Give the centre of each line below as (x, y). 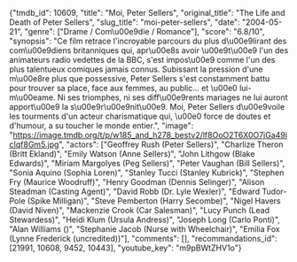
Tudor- (274, 191)
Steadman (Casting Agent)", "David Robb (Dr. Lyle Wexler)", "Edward (135, 191)
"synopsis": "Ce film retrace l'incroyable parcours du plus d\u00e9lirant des (148, 41)
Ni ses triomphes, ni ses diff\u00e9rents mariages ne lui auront (172, 97)
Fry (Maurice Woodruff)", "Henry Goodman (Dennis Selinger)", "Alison (137, 182)
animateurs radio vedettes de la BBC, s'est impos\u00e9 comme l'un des (142, 60)
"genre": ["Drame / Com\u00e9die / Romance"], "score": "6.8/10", (145, 31)
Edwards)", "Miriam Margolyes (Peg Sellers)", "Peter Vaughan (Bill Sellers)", (147, 163)
